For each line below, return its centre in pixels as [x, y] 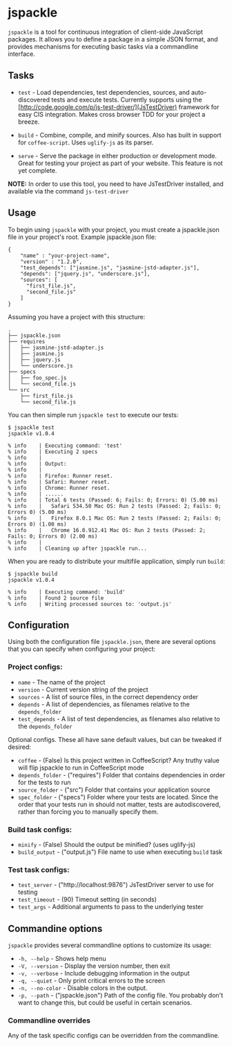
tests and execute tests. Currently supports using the [127, 99]
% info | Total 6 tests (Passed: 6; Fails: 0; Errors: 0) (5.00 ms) [113, 500]
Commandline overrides [49, 1020]
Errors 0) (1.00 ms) [38, 524]
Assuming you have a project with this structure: [77, 316]
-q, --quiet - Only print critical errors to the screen [91, 981]
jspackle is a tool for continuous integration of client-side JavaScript [105, 32]
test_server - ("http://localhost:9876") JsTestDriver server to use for [116, 885]
